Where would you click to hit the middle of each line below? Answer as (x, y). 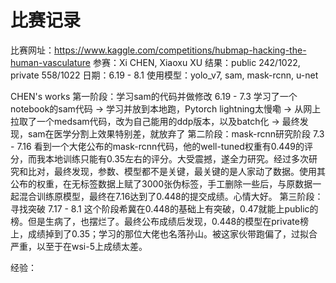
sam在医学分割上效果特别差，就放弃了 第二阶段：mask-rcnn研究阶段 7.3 (176, 133)
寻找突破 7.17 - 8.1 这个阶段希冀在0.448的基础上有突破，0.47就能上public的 (164, 208)
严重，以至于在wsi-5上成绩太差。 (79, 246)
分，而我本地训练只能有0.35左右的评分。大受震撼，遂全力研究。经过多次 (160, 158)
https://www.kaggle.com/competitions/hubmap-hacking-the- (180, 50)
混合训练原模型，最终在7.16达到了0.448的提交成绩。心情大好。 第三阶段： (171, 196)
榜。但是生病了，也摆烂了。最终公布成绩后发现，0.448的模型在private (155, 221)
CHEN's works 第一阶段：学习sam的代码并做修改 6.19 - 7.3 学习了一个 (154, 96)
